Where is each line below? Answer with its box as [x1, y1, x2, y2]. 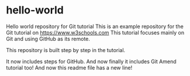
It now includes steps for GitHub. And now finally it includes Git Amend [6, 58, 177, 65]
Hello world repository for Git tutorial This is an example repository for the [6, 23, 184, 30]
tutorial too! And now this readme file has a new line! [6, 64, 133, 71]
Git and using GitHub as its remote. [6, 35, 91, 42]
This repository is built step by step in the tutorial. [6, 46, 126, 53]
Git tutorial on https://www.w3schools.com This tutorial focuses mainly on [6, 29, 185, 36]
